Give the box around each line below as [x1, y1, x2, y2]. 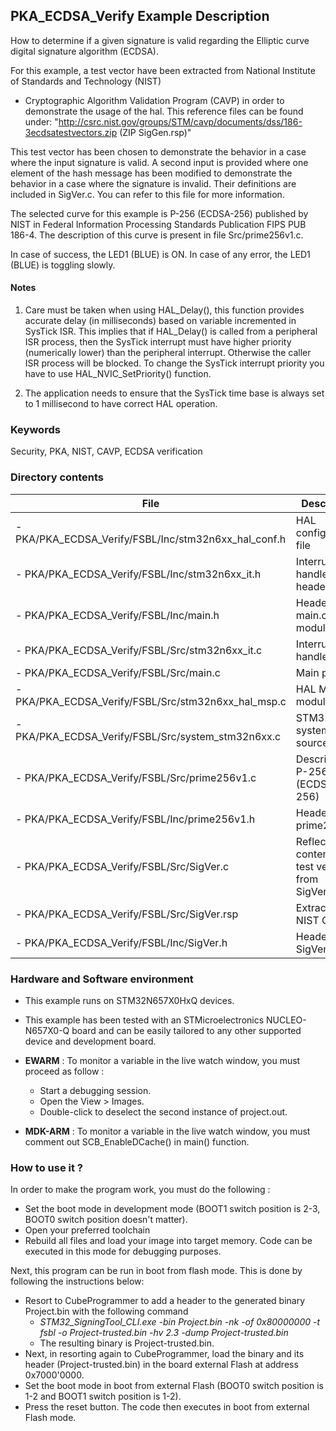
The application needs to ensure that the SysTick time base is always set [24, 387, 325, 399]
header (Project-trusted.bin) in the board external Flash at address [24, 1359, 299, 1371]
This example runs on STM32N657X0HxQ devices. [24, 994, 235, 1006]
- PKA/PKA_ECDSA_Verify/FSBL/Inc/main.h [15, 608, 220, 622]
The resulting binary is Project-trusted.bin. [39, 1337, 215, 1349]
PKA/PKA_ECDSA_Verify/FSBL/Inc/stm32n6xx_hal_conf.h [15, 532, 287, 546]
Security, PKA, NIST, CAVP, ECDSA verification [10, 445, 203, 458]
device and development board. [24, 1035, 157, 1047]
